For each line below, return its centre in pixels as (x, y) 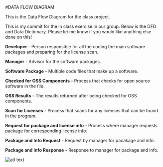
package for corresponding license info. (46, 131)
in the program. (21, 116)
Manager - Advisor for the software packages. (53, 61)
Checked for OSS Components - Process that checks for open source (78, 81)
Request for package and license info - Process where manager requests (81, 125)
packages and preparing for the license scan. (52, 52)
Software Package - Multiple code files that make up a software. (72, 71)
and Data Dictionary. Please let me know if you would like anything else (78, 32)
